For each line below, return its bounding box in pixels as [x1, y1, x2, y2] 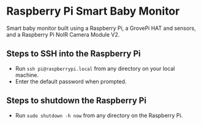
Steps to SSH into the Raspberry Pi [6, 49, 141, 59]
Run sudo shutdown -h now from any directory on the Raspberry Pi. [15, 112, 183, 119]
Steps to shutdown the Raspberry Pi [6, 96, 147, 106]
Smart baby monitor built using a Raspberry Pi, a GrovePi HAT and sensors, [6, 24, 196, 32]
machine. [15, 71, 39, 79]
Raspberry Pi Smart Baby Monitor [6, 4, 180, 18]
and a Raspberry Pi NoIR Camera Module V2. [6, 30, 120, 38]
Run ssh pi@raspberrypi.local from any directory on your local [15, 65, 176, 72]
